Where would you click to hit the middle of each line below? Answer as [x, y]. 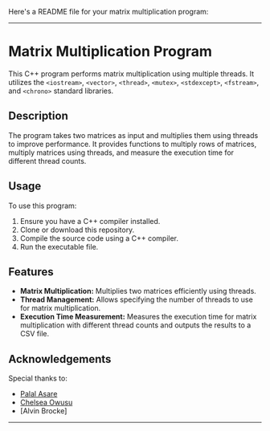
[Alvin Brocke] [43, 411]
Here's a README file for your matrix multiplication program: [108, 12]
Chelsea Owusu [46, 403]
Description [38, 116]
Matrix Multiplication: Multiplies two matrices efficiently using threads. [138, 291]
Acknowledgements [60, 359]
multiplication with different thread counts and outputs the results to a [135, 325]
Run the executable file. [59, 246]
